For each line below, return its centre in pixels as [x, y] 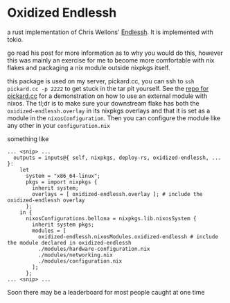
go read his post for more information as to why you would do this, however [115, 53]
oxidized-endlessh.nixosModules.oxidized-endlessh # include [128, 237]
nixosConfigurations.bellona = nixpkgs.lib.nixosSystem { [111, 218]
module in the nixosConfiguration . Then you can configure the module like [114, 118]
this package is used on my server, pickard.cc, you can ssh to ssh [101, 81]
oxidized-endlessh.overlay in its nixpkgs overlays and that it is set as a [109, 110]
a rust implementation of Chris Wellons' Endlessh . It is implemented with [110, 32]
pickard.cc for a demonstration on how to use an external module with [107, 96]
